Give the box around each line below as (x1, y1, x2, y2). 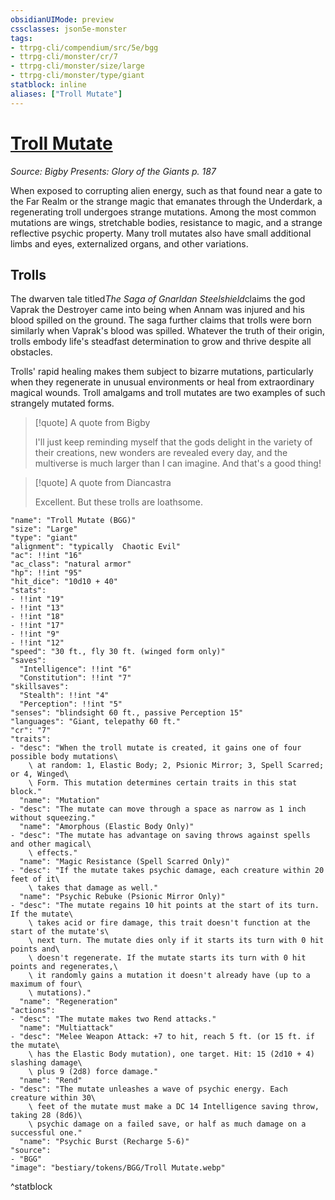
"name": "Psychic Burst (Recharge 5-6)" (19, 1137, 190, 1147)
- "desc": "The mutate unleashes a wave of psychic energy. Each (10, 1084, 288, 1095)
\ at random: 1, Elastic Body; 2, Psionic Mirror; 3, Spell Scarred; (28, 761, 325, 771)
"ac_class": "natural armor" (10, 559, 132, 570)
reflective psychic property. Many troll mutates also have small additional (10, 227, 312, 239)
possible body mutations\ (10, 752, 118, 762)
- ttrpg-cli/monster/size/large (10, 61, 145, 71)
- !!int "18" (10, 612, 65, 622)
